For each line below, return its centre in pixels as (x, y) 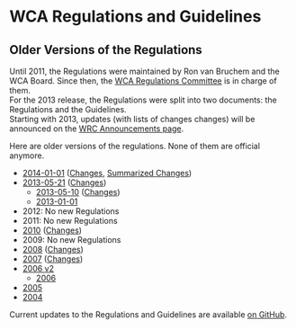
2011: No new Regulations (70, 221)
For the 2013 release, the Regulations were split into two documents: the (143, 100)
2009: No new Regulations (72, 240)
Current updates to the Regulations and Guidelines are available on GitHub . (148, 315)
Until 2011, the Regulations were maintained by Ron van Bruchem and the (145, 71)
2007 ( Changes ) (53, 259)
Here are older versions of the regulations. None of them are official (135, 146)
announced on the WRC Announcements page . (97, 129)
